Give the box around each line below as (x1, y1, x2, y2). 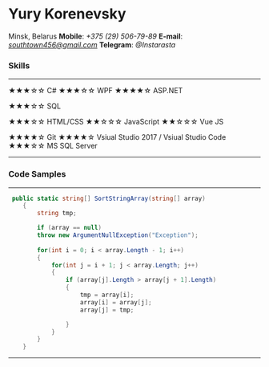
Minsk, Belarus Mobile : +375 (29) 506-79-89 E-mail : (8, 31, 183, 41)
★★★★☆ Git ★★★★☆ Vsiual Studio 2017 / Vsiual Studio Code (8, 133, 227, 142)
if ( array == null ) (37, 224, 102, 232)
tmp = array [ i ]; (79, 291, 134, 300)
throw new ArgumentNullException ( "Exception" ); (37, 231, 199, 239)
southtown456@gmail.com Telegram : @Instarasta (8, 39, 176, 49)
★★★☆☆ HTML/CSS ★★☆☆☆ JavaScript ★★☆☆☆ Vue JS (8, 117, 224, 127)
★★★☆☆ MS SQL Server (8, 141, 98, 151)
